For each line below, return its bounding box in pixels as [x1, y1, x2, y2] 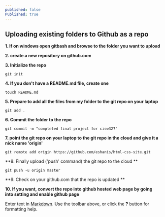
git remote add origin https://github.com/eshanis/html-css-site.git [5, 150, 151, 155]
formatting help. [5, 206, 38, 212]
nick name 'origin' [5, 140, 43, 146]
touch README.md [5, 90, 38, 95]
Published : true [5, 12, 38, 17]
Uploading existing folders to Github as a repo [5, 30, 149, 38]
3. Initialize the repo [5, 62, 47, 68]
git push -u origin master [5, 168, 61, 173]
